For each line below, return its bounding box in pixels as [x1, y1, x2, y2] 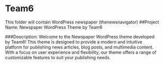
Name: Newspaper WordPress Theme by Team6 [5, 24, 103, 30]
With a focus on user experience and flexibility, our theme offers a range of [5, 49, 157, 55]
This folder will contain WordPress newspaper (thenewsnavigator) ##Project [5, 19, 159, 25]
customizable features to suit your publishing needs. [5, 54, 111, 60]
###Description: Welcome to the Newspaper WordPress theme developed [5, 34, 155, 40]
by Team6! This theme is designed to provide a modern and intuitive [5, 39, 142, 44]
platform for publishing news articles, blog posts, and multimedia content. [5, 44, 154, 50]
